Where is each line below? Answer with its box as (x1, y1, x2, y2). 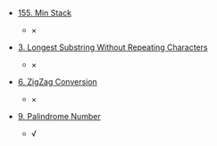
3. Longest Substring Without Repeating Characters (17, 42, 208, 53)
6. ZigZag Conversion (17, 77, 98, 87)
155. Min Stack (17, 8, 72, 18)
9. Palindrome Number (17, 111, 101, 121)
